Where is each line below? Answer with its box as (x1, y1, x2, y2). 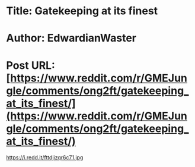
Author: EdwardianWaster (6, 31, 136, 45)
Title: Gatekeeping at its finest (6, 4, 158, 18)
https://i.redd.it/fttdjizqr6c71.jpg (6, 154, 84, 161)
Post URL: (6, 58, 55, 72)
